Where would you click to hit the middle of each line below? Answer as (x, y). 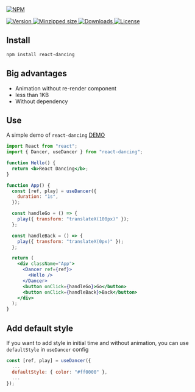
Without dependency (41, 101)
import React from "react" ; (42, 147)
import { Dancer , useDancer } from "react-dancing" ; (75, 152)
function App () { (28, 185)
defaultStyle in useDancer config (48, 349)
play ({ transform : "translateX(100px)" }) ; (73, 219)
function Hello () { (31, 163)
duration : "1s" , (38, 197)
